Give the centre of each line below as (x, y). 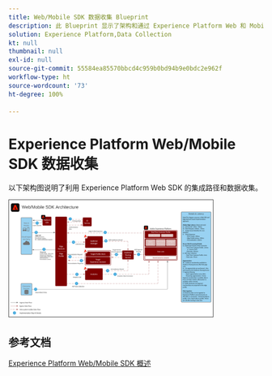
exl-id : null (30, 60)
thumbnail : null (36, 52)
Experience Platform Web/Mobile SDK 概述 (80, 363)
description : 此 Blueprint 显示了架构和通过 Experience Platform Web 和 (127, 26)
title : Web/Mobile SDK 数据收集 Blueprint (79, 17)
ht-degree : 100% (36, 94)
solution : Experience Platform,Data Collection (90, 34)
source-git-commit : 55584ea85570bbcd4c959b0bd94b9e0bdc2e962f (115, 69)
